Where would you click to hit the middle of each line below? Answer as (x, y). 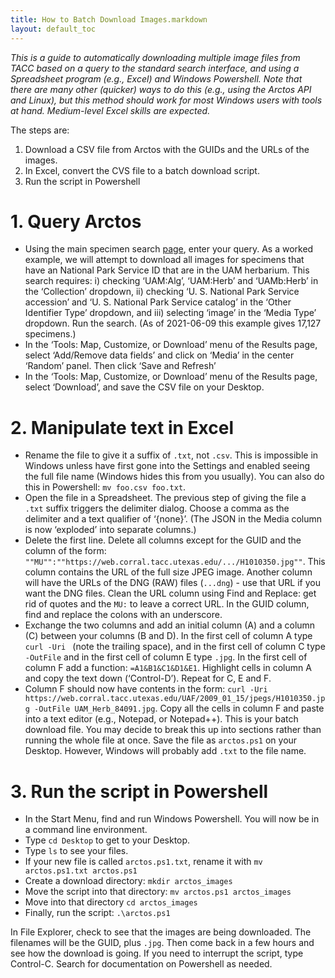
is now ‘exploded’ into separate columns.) (110, 530)
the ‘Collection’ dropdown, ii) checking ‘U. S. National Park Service (162, 292)
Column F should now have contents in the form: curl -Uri (146, 689)
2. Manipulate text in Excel (122, 427)
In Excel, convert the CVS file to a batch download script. (142, 170)
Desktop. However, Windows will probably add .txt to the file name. (165, 751)
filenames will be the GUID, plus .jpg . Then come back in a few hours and (162, 943)
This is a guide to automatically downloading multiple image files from (155, 57)
